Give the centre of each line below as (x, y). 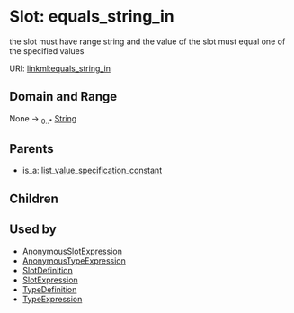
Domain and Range (63, 97)
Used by (33, 230)
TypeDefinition (49, 289)
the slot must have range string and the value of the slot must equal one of (147, 41)
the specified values (47, 50)
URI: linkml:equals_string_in (60, 68)
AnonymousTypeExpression (74, 260)
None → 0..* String (43, 119)
